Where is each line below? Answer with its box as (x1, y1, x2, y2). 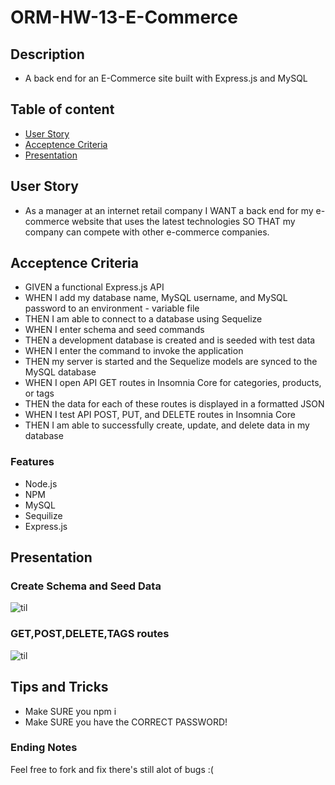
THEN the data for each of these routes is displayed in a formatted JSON (24, 398, 325, 410)
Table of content (10, 101, 115, 118)
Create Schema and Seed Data (10, 579, 162, 593)
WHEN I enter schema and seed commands (24, 324, 205, 336)
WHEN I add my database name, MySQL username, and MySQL (24, 292, 288, 304)
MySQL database (24, 366, 97, 378)
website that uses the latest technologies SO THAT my (71, 215, 296, 227)
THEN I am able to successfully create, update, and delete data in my (24, 419, 310, 431)
